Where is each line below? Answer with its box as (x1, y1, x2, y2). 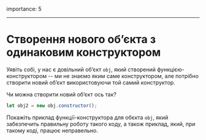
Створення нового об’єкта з (6, 33, 156, 47)
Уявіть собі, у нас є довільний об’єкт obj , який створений (6, 66, 156, 73)
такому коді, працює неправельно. (6, 126, 98, 134)
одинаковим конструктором (6, 45, 161, 60)
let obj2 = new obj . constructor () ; (6, 103, 97, 109)
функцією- (157, 66, 185, 73)
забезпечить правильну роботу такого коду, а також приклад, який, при (6, 120, 196, 128)
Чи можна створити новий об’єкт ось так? (6, 90, 116, 98)
